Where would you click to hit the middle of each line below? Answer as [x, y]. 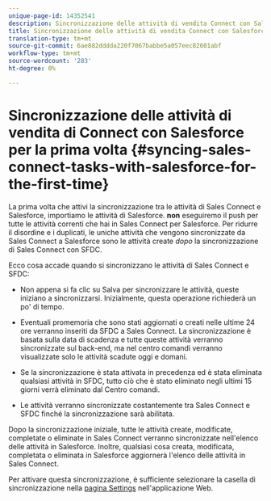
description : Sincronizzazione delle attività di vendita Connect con [129, 23]
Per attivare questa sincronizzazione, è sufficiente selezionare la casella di [132, 479]
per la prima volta [68, 149]
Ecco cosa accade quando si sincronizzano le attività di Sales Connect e [129, 265]
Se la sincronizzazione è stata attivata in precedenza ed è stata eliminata [141, 372]
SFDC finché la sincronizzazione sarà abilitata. [97, 414]
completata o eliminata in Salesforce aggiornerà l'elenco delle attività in [127, 455]
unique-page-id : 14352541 [52, 16]
